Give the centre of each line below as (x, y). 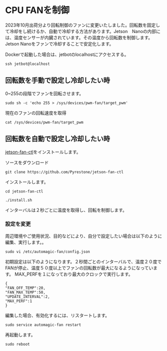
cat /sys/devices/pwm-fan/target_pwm (44, 122)
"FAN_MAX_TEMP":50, (25, 292)
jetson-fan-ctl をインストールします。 (43, 152)
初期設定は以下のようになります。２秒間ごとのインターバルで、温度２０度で (83, 261)
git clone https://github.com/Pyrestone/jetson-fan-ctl (64, 172)
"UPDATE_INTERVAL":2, (28, 296)
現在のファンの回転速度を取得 (36, 112)
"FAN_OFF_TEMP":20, (25, 288)
